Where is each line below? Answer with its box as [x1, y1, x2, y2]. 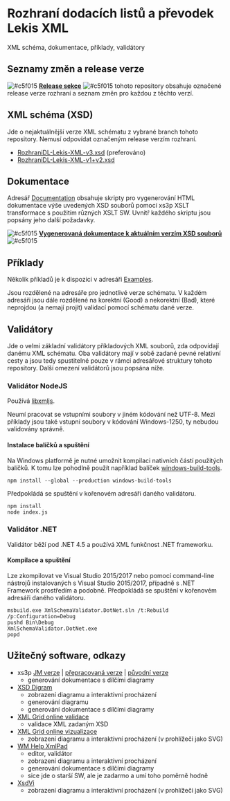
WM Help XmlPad [17, 741, 68, 750]
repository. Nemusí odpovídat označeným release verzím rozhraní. [7, 134, 197, 143]
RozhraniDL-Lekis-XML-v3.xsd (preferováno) [17, 148, 146, 156]
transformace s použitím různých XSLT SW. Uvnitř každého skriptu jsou [7, 208, 211, 217]
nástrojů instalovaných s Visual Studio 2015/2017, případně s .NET [7, 579, 195, 587]
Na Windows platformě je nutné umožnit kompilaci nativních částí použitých [7, 456, 224, 465]
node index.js [7, 508, 48, 516]
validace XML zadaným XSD [27, 719, 109, 728]
